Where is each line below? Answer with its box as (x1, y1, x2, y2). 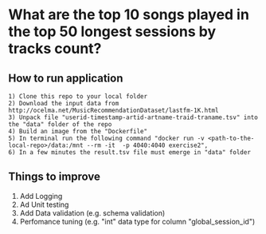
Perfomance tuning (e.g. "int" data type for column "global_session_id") (19, 216, 256, 226)
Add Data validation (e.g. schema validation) (19, 208, 166, 217)
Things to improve (8, 170, 101, 184)
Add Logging (19, 191, 63, 200)
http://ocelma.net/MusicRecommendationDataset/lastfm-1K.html (8, 106, 219, 114)
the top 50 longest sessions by (8, 22, 217, 41)
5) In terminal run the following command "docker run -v (8, 134, 205, 142)
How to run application (8, 71, 123, 85)
